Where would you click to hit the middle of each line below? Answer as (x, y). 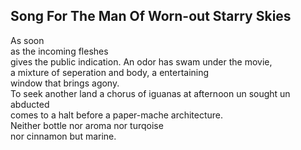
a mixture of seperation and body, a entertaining (110, 72)
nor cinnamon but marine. (63, 136)
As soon (27, 40)
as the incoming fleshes (59, 51)
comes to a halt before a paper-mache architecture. (117, 115)
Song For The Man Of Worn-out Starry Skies (151, 16)
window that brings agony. (65, 83)
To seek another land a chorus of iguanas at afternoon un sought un (150, 93)
